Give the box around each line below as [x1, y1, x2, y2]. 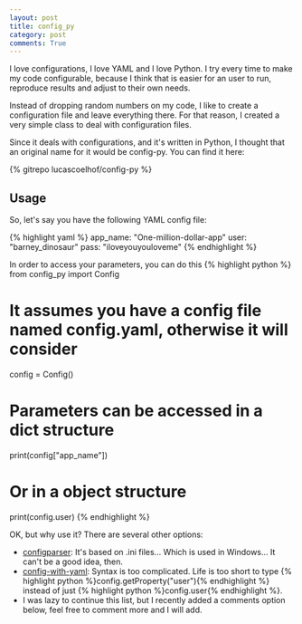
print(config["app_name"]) [9, 449, 109, 460]
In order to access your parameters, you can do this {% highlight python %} [9, 259, 292, 270]
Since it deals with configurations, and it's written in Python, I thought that [9, 137, 285, 148]
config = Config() [9, 369, 74, 379]
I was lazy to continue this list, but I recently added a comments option [22, 594, 287, 605]
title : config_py [9, 22, 75, 31]
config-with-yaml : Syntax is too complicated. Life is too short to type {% [22, 565, 292, 576]
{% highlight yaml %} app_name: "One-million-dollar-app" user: [9, 232, 247, 243]
